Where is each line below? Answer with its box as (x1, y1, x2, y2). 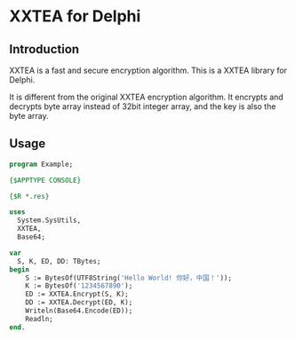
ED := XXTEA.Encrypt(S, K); (25, 290, 129, 299)
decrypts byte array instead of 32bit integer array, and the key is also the (9, 101, 276, 112)
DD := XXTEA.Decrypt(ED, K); (25, 298, 133, 307)
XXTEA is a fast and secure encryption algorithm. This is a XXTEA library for (9, 65, 287, 75)
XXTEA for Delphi (9, 6, 141, 27)
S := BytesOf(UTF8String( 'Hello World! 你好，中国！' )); (25, 273, 233, 282)
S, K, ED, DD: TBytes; (17, 256, 101, 265)
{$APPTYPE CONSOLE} (9, 176, 82, 185)
